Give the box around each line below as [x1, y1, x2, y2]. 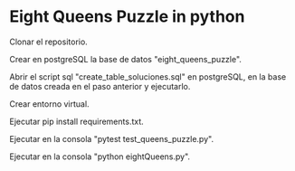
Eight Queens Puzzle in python [9, 6, 245, 27]
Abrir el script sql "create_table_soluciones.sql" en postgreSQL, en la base [9, 71, 287, 82]
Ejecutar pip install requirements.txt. [9, 116, 145, 127]
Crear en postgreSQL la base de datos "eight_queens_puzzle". [9, 53, 243, 64]
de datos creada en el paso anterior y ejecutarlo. [9, 81, 191, 91]
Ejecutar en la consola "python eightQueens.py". [9, 151, 191, 162]
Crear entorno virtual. [9, 98, 90, 109]
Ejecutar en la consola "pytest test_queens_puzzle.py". [9, 133, 214, 144]
